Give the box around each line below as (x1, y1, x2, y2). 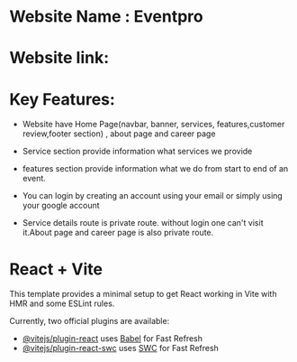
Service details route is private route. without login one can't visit (22, 218, 264, 228)
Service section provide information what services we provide (22, 146, 253, 157)
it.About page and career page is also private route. (22, 227, 214, 238)
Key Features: (9, 88, 115, 109)
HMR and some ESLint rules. (9, 298, 115, 309)
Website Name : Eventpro (9, 6, 204, 27)
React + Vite (9, 259, 103, 279)
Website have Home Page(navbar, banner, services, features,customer (22, 119, 285, 130)
